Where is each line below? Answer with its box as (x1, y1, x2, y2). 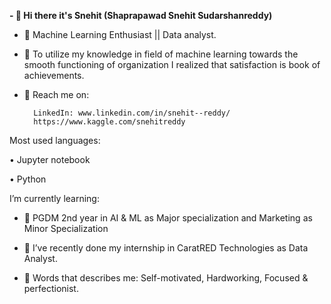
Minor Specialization (23, 223, 109, 234)
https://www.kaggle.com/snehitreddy (33, 117, 186, 127)
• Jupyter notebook (9, 154, 91, 165)
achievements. (23, 70, 85, 81)
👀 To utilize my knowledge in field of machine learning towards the (23, 48, 299, 60)
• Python (9, 173, 47, 185)
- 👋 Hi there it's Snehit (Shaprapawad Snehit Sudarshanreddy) (9, 10, 273, 21)
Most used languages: (9, 135, 101, 146)
